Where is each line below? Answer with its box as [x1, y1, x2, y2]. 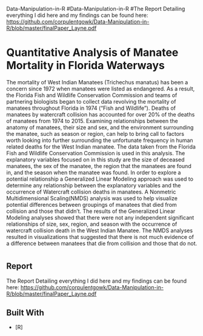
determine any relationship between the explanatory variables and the [6, 181, 181, 189]
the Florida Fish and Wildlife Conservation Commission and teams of [6, 91, 178, 99]
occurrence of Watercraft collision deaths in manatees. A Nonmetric [6, 188, 176, 195]
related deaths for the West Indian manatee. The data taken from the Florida [6, 143, 196, 150]
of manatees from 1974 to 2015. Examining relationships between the [6, 117, 178, 124]
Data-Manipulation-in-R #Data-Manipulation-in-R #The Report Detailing [6, 5, 185, 12]
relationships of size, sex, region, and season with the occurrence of [6, 220, 178, 227]
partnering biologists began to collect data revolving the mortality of [6, 98, 176, 105]
